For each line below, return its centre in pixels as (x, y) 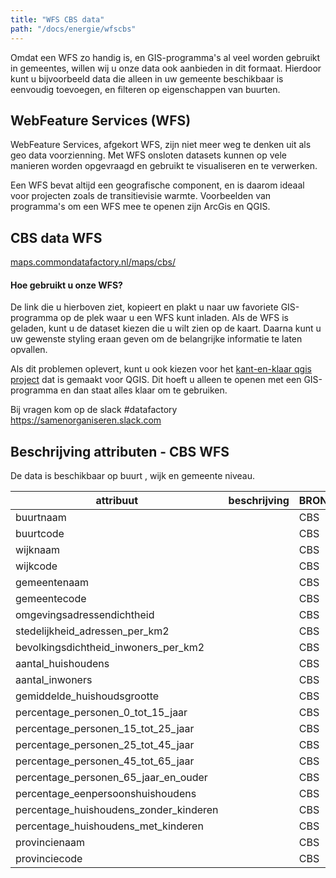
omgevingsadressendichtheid (85, 615)
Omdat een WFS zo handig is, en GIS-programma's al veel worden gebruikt (165, 57)
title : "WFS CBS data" (57, 19)
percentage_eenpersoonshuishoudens (106, 794)
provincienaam (50, 843)
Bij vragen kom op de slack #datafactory (94, 410)
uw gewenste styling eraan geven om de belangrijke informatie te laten (156, 339)
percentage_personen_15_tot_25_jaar (105, 729)
